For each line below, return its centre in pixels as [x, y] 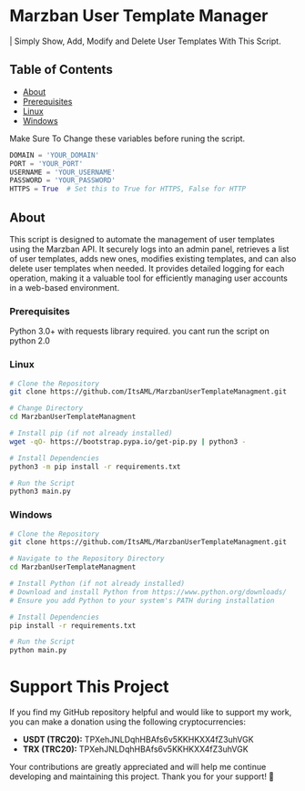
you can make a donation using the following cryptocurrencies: [127, 722]
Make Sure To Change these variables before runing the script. [127, 139]
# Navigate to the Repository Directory [87, 559]
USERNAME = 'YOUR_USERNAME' [63, 172]
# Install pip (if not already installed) [91, 434]
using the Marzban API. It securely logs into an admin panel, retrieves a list [149, 249]
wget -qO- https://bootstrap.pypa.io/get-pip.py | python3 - [128, 442]
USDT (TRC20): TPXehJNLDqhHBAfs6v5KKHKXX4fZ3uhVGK [138, 740]
